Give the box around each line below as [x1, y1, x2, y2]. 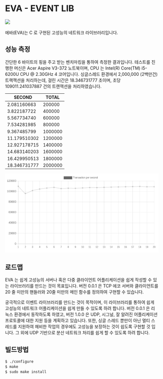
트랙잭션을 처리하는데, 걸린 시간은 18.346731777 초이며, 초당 [5, 77, 121, 83]
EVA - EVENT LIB [5, 3, 74, 14]
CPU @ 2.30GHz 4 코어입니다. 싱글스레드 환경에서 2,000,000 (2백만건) [20, 71, 158, 77]
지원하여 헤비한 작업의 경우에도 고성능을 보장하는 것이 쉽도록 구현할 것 [18, 324, 151, 329]
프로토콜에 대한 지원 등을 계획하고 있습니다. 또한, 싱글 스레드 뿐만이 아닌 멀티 [5, 318, 150, 324]
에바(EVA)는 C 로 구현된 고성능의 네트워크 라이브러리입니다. [5, 30, 118, 35]
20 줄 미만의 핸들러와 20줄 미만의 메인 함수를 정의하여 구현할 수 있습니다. [5, 289, 144, 295]
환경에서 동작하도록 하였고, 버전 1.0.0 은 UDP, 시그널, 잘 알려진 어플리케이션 [14, 311, 158, 317]
